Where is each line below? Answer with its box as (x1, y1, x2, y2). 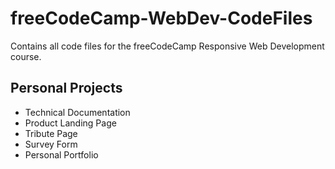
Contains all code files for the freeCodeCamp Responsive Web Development (10, 40, 325, 52)
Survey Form (24, 138, 78, 150)
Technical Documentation (24, 106, 131, 118)
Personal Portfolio (24, 148, 99, 161)
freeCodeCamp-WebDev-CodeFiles (10, 7, 313, 30)
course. (10, 50, 42, 62)
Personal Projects (10, 80, 123, 97)
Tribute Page (24, 127, 78, 139)
